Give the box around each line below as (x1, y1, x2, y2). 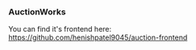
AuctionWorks (8, 6, 66, 17)
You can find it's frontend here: (8, 25, 112, 34)
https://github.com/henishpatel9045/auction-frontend (8, 33, 188, 42)
